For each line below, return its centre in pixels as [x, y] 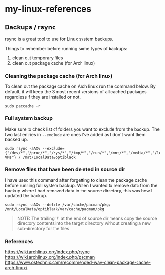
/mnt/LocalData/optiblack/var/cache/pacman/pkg [55, 209]
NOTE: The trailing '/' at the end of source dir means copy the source [87, 218]
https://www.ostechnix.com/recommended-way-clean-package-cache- [78, 262]
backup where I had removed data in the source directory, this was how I [79, 191]
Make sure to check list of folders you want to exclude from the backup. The [82, 129]
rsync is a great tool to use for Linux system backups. [59, 39]
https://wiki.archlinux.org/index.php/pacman [50, 257]
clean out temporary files [38, 58]
